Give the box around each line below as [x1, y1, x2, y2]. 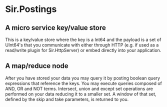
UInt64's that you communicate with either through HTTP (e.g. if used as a [5, 42, 159, 48]
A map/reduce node [5, 61, 68, 70]
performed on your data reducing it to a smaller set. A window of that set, [5, 91, 156, 97]
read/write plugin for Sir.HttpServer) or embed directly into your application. [5, 47, 161, 53]
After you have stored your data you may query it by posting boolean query [5, 75, 160, 81]
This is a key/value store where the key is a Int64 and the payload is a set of [5, 36, 161, 42]
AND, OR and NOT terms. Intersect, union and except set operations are [5, 85, 153, 91]
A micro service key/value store [5, 23, 106, 32]
